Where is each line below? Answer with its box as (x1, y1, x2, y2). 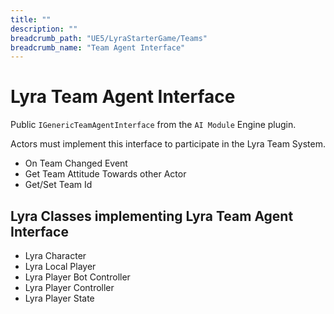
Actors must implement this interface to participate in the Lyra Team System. (10, 138, 327, 150)
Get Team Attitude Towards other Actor (24, 168, 187, 180)
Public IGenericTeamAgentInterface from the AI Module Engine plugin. (10, 119, 297, 131)
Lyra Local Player (24, 261, 97, 272)
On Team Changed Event (24, 157, 128, 170)
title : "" (10, 14, 52, 25)
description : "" (10, 24, 78, 34)
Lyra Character (24, 250, 87, 261)
